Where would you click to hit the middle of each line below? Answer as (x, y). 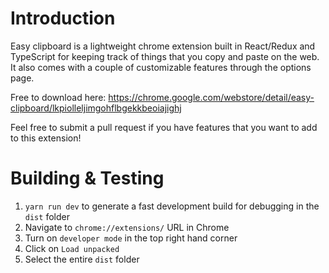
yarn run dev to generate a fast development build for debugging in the (172, 206)
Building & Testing (87, 178)
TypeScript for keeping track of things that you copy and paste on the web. (165, 56)
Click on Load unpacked (72, 248)
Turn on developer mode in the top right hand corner (131, 238)
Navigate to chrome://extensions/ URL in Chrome (127, 227)
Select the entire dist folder (82, 259)
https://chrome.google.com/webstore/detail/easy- (211, 97)
